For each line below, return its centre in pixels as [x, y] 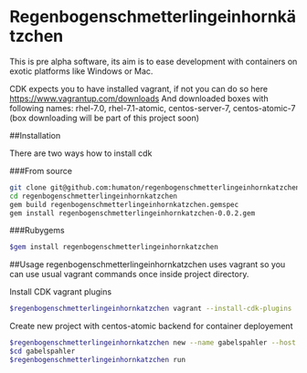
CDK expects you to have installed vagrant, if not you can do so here [138, 88]
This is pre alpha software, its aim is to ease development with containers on [153, 61]
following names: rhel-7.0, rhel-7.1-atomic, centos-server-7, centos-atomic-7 [153, 108]
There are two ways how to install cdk [81, 153]
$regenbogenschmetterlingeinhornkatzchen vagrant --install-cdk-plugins [151, 309]
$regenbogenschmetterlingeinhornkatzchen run [97, 359]
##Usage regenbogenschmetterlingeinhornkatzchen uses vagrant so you [148, 264]
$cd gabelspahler [42, 352]
